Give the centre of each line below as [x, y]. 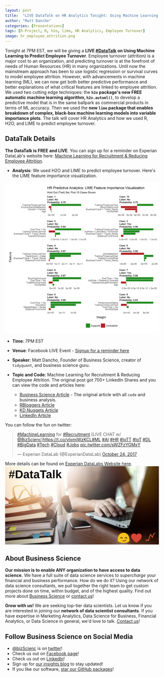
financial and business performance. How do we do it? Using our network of [82, 581]
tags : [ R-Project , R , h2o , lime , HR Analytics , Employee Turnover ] [75, 31]
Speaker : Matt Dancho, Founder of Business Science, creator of [77, 360]
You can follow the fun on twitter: [39, 425]
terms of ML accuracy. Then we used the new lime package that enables [79, 108]
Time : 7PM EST [28, 341]
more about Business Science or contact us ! [50, 596]
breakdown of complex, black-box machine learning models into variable [81, 113]
